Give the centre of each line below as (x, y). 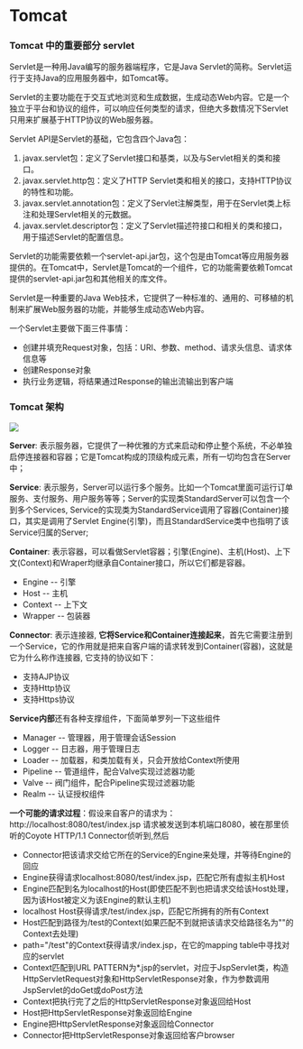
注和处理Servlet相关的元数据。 (79, 215)
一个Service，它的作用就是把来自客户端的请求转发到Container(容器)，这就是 (151, 646)
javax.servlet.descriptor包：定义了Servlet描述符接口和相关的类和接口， (154, 225)
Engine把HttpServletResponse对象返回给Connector (118, 1024)
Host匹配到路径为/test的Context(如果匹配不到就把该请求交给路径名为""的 (158, 922)
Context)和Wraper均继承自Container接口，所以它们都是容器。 (135, 562)
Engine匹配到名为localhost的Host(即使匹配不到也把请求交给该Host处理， (158, 888)
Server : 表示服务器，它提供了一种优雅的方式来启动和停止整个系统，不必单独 (151, 445)
